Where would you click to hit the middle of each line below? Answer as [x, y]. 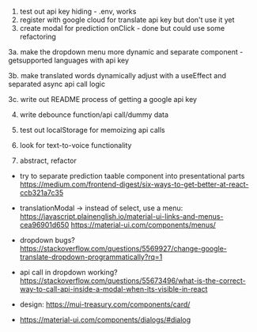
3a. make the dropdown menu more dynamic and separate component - [126, 52]
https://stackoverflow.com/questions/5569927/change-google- [123, 249]
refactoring [38, 36]
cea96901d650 [44, 225]
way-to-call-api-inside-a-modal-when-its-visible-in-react [113, 289]
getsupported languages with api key [68, 60]
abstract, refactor [48, 160]
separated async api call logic [57, 84]
